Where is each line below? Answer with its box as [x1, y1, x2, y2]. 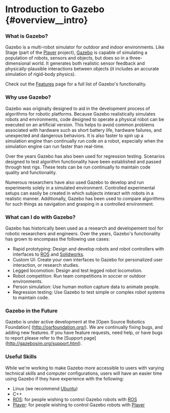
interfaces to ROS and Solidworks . [12, 251, 85, 258]
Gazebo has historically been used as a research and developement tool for [5, 225, 163, 231]
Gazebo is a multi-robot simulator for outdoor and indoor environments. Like [5, 44, 164, 50]
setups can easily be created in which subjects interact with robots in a [5, 190, 154, 196]
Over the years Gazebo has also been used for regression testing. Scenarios [5, 153, 165, 159]
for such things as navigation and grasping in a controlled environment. [5, 201, 154, 207]
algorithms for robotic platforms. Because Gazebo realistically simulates [5, 111, 156, 117]
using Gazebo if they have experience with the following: [5, 375, 124, 381]
